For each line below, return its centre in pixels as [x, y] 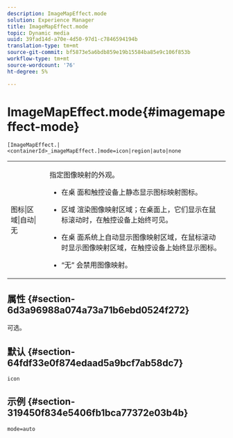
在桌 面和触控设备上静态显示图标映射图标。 [132, 193]
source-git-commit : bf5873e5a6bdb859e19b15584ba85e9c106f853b [99, 53]
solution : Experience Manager [51, 20]
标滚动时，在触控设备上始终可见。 [117, 220]
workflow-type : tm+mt [38, 59]
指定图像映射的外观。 [84, 175]
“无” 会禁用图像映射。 [97, 265]
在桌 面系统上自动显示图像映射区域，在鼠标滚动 [139, 238]
